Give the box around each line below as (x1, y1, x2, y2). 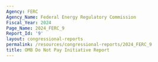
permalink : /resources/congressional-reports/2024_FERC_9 (6, 42, 152, 48)
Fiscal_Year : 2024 (6, 19, 51, 25)
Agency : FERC (6, 8, 38, 15)
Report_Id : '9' (6, 31, 44, 37)
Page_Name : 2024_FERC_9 (6, 25, 65, 31)
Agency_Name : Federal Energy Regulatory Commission (6, 14, 136, 20)
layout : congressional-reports (6, 36, 83, 42)
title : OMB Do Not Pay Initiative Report (6, 47, 110, 53)
